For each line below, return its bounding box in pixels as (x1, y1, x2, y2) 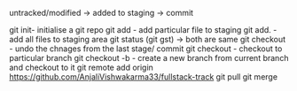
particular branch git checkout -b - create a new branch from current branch (9, 53, 289, 63)
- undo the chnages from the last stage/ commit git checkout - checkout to (9, 43, 283, 54)
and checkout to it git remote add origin (9, 62, 153, 72)
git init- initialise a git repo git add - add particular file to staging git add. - (9, 25, 277, 34)
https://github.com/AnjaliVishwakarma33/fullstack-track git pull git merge (9, 72, 277, 82)
